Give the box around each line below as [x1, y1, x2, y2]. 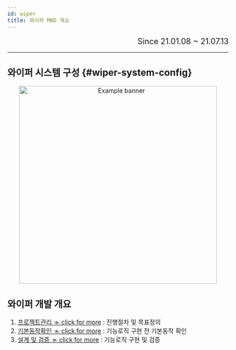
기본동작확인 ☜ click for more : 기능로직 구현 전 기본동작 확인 [17, 327, 188, 335]
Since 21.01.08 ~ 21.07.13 [137, 36, 229, 46]
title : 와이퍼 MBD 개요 [7, 17, 70, 24]
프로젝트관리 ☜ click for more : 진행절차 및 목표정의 [17, 318, 162, 327]
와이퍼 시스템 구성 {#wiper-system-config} [7, 66, 192, 78]
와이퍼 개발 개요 [7, 298, 72, 310]
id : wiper [7, 10, 37, 18]
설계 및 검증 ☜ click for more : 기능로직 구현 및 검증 [17, 335, 161, 344]
